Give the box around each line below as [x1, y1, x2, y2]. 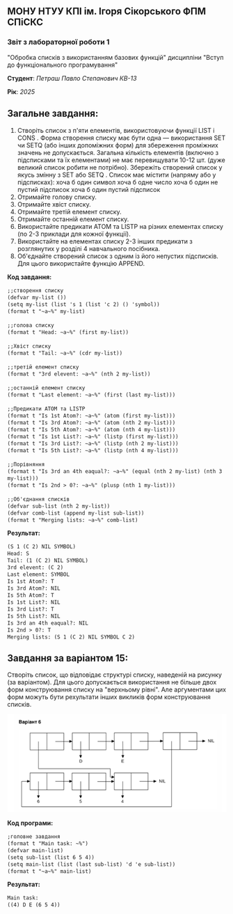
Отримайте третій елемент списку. [17, 207, 122, 216]
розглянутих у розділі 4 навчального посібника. [17, 244, 161, 252]
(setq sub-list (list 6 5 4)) [7, 854, 95, 861]
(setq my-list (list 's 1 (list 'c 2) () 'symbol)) [7, 300, 160, 308]
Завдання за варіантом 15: [7, 652, 129, 664]
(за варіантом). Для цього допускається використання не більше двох [7, 678, 217, 687]
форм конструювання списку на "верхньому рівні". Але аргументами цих [7, 685, 227, 694]
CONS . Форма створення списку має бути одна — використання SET [17, 134, 226, 142]
